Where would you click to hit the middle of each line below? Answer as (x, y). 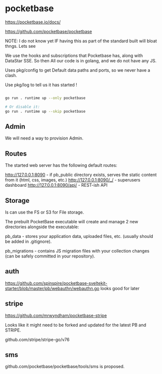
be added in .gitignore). (28, 241)
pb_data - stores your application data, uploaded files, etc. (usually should (79, 236)
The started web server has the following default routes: (61, 165)
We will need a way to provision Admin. (44, 138)
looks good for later (120, 288)
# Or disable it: (23, 107)
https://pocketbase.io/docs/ (33, 22)
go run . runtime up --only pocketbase (45, 98)
